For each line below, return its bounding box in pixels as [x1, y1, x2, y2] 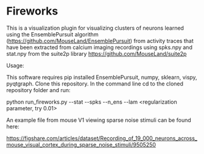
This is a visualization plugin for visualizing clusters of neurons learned [6, 24, 185, 32]
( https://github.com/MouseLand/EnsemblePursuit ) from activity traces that [6, 37, 194, 44]
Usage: [6, 62, 24, 69]
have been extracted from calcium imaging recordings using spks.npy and [6, 44, 193, 51]
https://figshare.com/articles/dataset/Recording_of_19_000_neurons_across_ [6, 135, 198, 142]
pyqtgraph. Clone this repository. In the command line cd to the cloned [6, 80, 184, 87]
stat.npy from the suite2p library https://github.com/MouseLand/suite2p [6, 50, 187, 57]
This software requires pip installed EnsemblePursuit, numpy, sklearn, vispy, [6, 73, 197, 81]
